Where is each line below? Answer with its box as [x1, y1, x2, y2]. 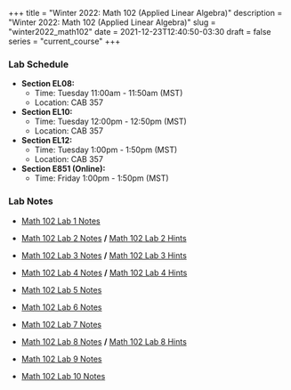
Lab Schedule [8, 58, 69, 70]
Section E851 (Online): [20, 164, 106, 175]
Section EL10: [20, 107, 73, 118]
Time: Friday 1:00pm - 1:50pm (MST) [34, 173, 170, 183]
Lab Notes [8, 195, 54, 207]
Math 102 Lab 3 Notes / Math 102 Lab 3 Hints [20, 249, 188, 261]
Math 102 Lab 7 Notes [20, 319, 102, 329]
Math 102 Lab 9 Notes [20, 353, 102, 364]
